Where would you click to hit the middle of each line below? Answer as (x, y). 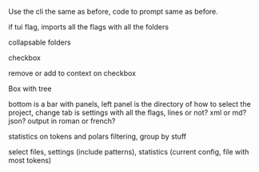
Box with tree (30, 88)
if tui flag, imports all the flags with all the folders (89, 27)
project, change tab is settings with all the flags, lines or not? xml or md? (128, 112)
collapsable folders (40, 42)
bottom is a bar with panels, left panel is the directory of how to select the (130, 104)
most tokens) (30, 160)
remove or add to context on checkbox (72, 73)
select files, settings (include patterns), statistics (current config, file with (129, 152)
